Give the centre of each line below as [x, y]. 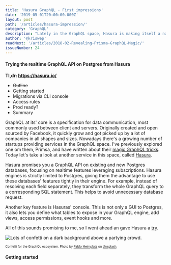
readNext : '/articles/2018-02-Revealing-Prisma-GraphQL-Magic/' [75, 43]
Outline [20, 85]
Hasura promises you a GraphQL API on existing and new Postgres [75, 165]
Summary [23, 112]
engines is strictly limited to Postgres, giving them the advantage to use [80, 175]
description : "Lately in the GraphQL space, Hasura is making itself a [83, 34]
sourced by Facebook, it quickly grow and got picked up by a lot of [75, 133]
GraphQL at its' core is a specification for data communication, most [77, 122]
